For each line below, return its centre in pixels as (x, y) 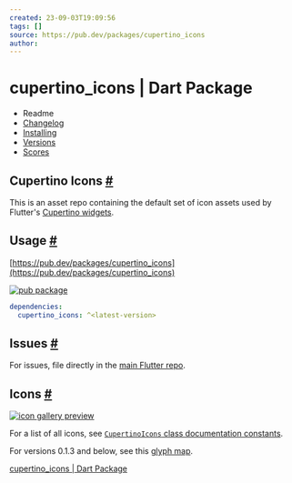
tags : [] (26, 26)
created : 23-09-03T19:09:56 (63, 18)
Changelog (43, 123)
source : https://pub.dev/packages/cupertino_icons (107, 35)
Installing (40, 133)
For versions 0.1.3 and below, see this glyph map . (101, 451)
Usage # (33, 241)
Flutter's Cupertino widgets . (62, 212)
